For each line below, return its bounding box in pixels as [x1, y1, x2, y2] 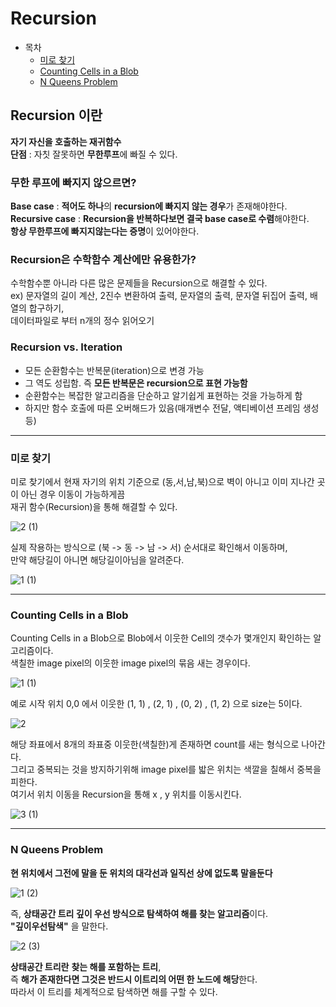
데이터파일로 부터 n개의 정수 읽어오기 [10, 315, 155, 327]
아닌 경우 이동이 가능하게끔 [20, 488, 126, 500]
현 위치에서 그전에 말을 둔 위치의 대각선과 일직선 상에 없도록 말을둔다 [10, 867, 273, 879]
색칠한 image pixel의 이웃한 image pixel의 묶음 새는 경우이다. [10, 657, 251, 669]
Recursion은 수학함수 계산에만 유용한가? [10, 252, 197, 266]
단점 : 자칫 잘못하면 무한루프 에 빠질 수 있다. [10, 148, 178, 160]
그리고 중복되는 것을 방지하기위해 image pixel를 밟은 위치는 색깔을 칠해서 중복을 [10, 763, 322, 776]
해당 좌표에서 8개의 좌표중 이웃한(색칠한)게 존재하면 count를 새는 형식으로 [10, 738, 300, 751]
